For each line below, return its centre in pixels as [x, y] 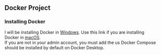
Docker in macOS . [23, 37]
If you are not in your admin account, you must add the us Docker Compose [80, 42]
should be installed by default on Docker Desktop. [55, 47]
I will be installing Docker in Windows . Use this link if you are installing [74, 32]
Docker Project [27, 8]
